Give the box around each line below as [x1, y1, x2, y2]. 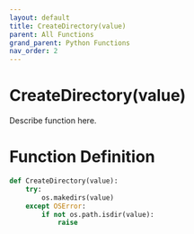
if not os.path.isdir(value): [41, 210, 154, 219]
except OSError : [25, 202, 87, 211]
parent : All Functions [9, 30, 94, 39]
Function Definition [9, 147, 155, 167]
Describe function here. [9, 115, 97, 126]
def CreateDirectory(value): [9, 176, 119, 185]
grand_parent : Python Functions [9, 38, 130, 48]
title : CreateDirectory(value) [9, 22, 127, 31]
